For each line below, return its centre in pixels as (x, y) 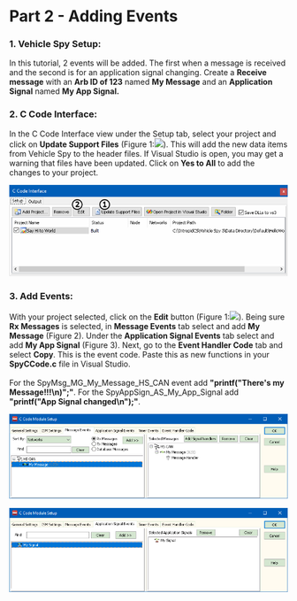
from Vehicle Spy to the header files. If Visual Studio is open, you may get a (146, 153)
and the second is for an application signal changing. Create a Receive (138, 73)
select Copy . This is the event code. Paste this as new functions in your (139, 354)
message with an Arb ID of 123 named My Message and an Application (141, 82)
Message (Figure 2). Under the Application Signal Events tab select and (142, 335)
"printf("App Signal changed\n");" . (75, 401)
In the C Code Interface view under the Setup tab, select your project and (143, 134)
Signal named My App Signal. (64, 91)
